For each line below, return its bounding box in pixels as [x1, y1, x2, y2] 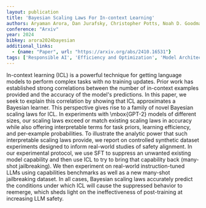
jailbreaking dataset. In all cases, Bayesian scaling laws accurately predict [6, 175, 193, 182]
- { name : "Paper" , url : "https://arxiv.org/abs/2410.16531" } [12, 49, 172, 55]
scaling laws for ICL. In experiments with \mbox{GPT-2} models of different [6, 110, 196, 117]
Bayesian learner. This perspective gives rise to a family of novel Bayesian [6, 103, 194, 111]
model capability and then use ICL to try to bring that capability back [6, 155, 180, 163]
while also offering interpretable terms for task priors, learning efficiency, [6, 123, 191, 130]
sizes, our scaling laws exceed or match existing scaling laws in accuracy [6, 117, 192, 124]
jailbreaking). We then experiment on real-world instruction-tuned [18, 162, 185, 169]
